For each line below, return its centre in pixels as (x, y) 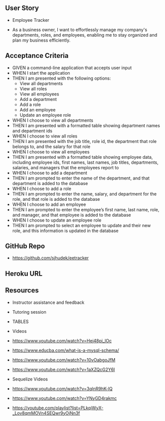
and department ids (32, 131)
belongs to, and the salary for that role (51, 146)
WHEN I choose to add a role (42, 188)
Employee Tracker (31, 20)
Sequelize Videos (30, 379)
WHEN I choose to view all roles (45, 136)
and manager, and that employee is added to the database (72, 215)
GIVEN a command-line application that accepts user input (72, 68)
